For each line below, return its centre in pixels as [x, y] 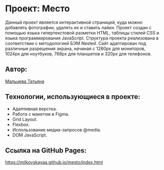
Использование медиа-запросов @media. [57, 129]
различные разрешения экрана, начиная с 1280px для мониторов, [75, 48]
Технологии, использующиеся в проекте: [73, 97]
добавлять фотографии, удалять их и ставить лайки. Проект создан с [78, 27]
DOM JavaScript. [30, 135]
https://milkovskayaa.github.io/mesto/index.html [54, 162]
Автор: [16, 69]
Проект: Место [38, 9]
